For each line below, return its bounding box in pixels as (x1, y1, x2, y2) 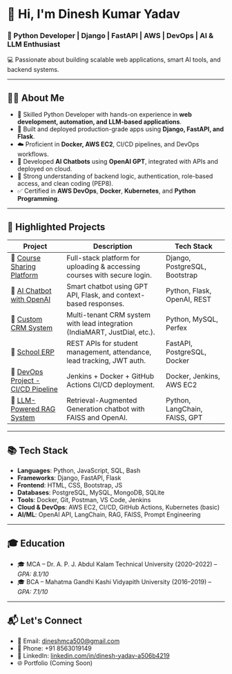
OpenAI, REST (165, 295, 212, 305)
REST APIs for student (66, 338, 138, 348)
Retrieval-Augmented (66, 396, 137, 405)
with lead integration (66, 319, 133, 329)
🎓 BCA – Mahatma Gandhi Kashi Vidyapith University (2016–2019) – (17, 577, 212, 586)
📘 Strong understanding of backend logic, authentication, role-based (17, 172, 213, 180)
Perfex (165, 323, 188, 333)
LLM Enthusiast (7, 39, 61, 49)
